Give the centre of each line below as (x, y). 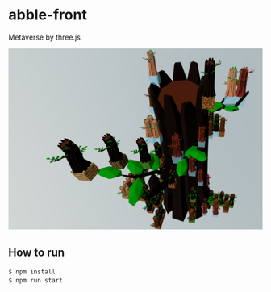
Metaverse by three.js (44, 37)
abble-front (48, 15)
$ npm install (32, 272)
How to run (37, 252)
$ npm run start (35, 280)
